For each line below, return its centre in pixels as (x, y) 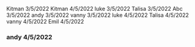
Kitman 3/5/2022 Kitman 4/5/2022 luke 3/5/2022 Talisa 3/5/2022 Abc (95, 9)
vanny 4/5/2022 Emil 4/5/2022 (45, 21)
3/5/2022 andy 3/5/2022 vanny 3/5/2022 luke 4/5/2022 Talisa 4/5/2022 (98, 15)
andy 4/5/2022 (29, 37)
